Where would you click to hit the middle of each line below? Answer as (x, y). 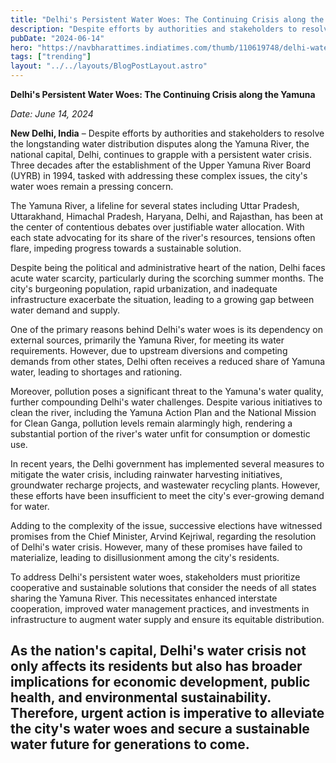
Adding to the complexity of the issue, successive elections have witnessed (166, 525)
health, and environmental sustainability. (141, 697)
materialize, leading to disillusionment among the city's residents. (145, 557)
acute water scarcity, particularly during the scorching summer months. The (167, 278)
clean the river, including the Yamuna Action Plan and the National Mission (163, 412)
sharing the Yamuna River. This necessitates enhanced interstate (144, 598)
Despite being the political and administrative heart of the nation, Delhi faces (168, 267)
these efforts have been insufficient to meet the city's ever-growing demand (167, 495)
